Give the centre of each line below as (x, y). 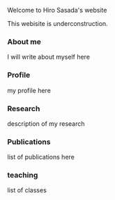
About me (24, 41)
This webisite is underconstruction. (58, 23)
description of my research (46, 123)
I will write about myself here (49, 57)
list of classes (27, 190)
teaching (23, 176)
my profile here (29, 90)
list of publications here (41, 157)
